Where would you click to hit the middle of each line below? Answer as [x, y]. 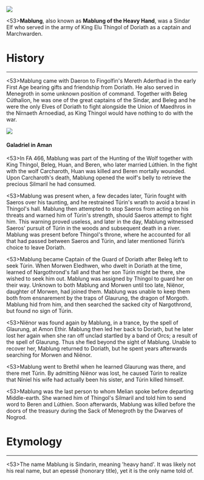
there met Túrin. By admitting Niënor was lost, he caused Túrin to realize [97, 373]
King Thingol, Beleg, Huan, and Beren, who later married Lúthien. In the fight [102, 165]
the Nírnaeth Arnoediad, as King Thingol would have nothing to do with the [100, 113]
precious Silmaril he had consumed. [51, 184]
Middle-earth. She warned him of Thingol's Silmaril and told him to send [96, 398]
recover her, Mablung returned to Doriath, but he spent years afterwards [97, 349]
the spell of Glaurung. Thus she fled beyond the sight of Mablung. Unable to [101, 342]
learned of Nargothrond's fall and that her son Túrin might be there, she [96, 272]
